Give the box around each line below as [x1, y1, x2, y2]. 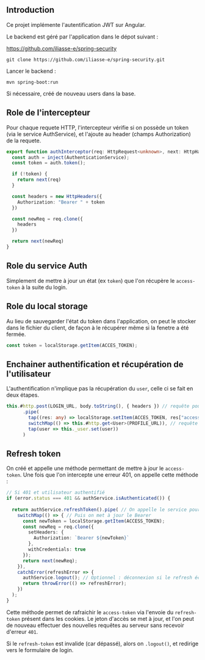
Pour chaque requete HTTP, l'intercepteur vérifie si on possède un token [6, 123, 189, 131]
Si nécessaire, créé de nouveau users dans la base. [6, 90, 136, 97]
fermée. [6, 330, 26, 338]
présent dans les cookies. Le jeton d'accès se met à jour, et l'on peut [21, 615, 194, 622]
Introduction [6, 5, 55, 15]
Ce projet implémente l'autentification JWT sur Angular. [6, 21, 146, 28]
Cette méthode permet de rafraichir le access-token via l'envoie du [6, 608, 174, 616]
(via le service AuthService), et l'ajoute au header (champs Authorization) [6, 130, 191, 137]
